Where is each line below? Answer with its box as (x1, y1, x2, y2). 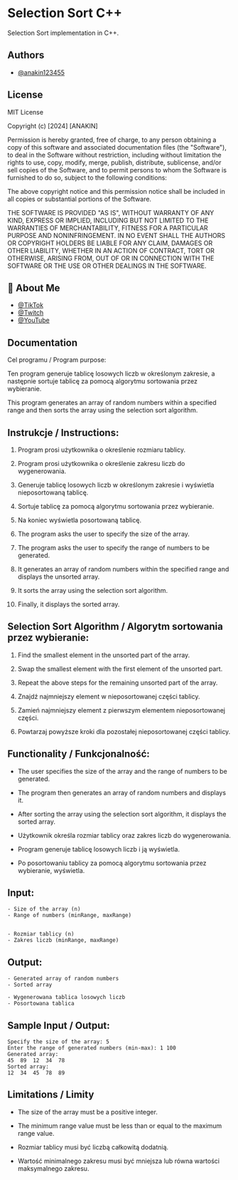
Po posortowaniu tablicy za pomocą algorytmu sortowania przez (17, 859, 207, 867)
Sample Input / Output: (7, 1019, 110, 1031)
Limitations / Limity (7, 1089, 94, 1101)
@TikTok (17, 301, 44, 309)
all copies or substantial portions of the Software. (7, 195, 151, 203)
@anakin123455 (17, 68, 65, 76)
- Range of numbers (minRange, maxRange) (7, 912, 132, 919)
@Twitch (17, 309, 44, 317)
